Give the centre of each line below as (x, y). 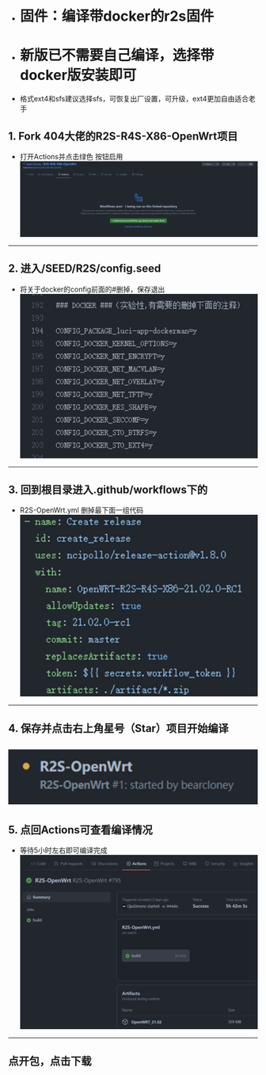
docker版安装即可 (78, 75)
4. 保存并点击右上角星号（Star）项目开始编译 (119, 728)
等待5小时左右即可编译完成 (64, 850)
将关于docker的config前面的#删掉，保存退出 (92, 289)
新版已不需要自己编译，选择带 (117, 55)
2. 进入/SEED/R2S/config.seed (85, 269)
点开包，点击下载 (50, 1061)
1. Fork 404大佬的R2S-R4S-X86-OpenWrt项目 (123, 136)
